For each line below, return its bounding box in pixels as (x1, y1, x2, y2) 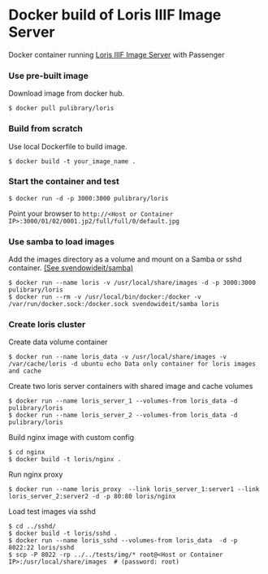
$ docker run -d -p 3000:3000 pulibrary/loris (8, 194, 169, 202)
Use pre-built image (8, 70, 89, 81)
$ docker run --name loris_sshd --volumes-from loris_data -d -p (8, 537, 238, 545)
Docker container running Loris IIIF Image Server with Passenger (8, 50, 225, 59)
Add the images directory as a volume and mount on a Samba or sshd (8, 254, 242, 265)
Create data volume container (8, 337, 108, 347)
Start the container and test (8, 176, 119, 188)
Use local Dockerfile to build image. (8, 141, 128, 151)
